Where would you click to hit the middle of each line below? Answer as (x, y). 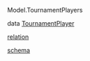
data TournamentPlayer (41, 23)
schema (18, 50)
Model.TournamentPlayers (45, 10)
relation (18, 37)
